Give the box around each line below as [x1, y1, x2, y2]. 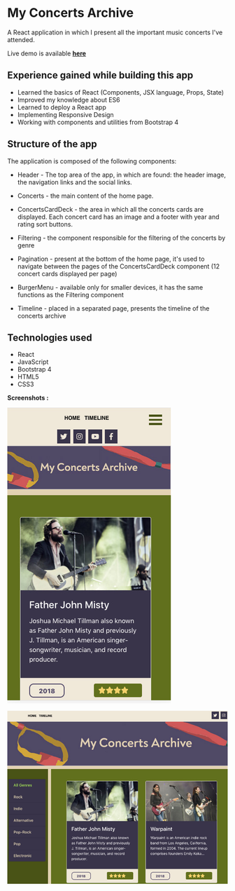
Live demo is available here [7, 49, 86, 57]
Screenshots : [7, 394, 49, 402]
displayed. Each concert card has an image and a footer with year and [17, 212, 220, 221]
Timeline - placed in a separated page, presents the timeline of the [17, 304, 210, 313]
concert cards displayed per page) [17, 269, 117, 278]
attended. [7, 35, 35, 43]
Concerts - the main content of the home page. [17, 191, 154, 200]
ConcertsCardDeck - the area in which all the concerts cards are [17, 205, 204, 213]
